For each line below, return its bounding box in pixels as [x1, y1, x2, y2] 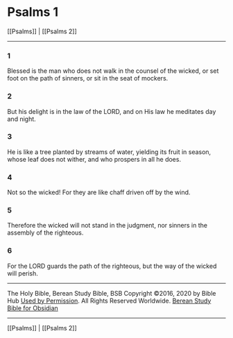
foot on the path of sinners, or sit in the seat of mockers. [7, 74, 169, 83]
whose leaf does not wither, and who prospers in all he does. [7, 155, 182, 163]
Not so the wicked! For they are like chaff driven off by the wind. [7, 188, 191, 196]
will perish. [7, 269, 38, 278]
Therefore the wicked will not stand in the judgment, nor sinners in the [7, 221, 208, 230]
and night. [7, 115, 36, 123]
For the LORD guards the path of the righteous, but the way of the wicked [7, 262, 217, 270]
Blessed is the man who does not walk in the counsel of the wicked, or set [7, 67, 219, 75]
